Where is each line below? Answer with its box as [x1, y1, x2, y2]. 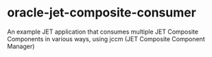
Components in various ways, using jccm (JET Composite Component [7, 34, 205, 43]
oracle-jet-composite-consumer [7, 5, 197, 21]
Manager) [7, 42, 35, 50]
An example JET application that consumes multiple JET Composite [7, 27, 199, 36]
